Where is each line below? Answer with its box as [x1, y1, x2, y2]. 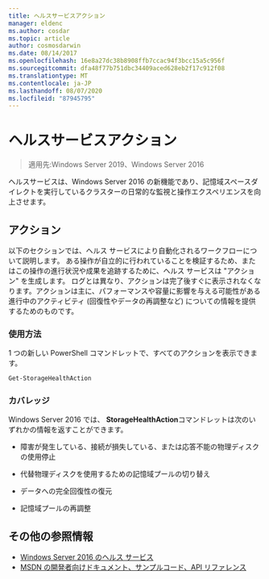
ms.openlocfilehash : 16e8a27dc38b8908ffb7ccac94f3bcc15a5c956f [8, 57, 226, 65]
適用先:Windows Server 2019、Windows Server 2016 [27, 160, 205, 169]
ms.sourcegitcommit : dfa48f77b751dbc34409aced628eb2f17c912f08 [8, 65, 226, 73]
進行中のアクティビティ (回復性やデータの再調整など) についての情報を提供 [8, 296, 256, 306]
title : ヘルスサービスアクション [8, 11, 106, 20]
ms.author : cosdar [8, 27, 70, 35]
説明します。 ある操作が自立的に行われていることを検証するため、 [22, 256, 242, 265]
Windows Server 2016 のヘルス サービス [19, 552, 154, 562]
